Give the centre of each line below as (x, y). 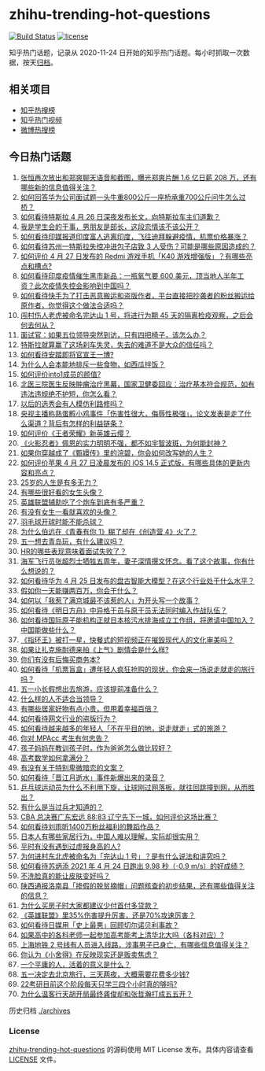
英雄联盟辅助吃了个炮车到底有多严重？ (82, 502)
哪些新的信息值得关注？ (58, 187)
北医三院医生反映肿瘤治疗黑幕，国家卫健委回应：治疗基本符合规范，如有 (137, 384)
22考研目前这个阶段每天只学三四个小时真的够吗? (99, 984)
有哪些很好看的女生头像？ (62, 492)
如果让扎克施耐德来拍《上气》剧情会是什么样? (94, 649)
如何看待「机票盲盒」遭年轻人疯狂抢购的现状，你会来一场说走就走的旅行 (137, 669)
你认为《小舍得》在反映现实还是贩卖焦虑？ (89, 955)
